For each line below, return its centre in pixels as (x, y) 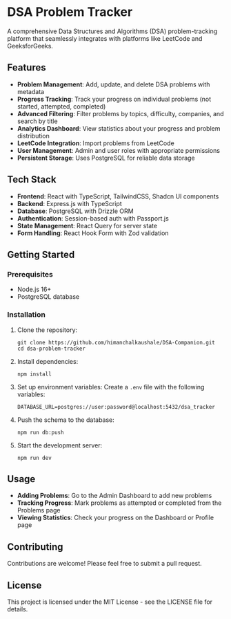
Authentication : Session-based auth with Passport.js (93, 218)
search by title (37, 121)
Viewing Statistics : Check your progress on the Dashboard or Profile (115, 518)
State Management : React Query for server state (87, 225)
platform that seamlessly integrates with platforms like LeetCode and (105, 38)
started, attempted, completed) (61, 106)
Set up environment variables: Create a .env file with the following (111, 387)
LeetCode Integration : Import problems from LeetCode (96, 143)
